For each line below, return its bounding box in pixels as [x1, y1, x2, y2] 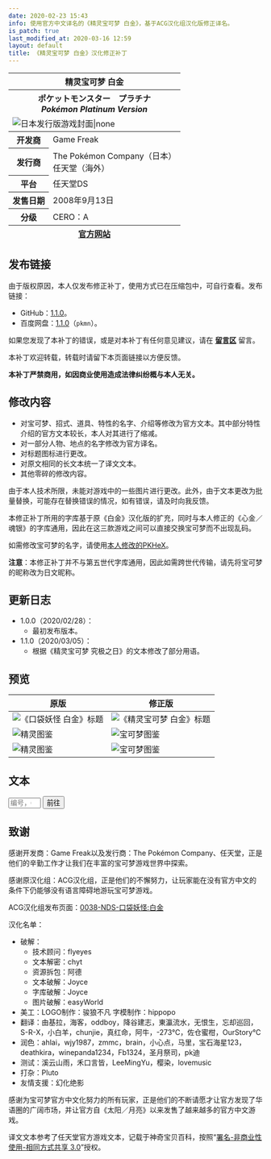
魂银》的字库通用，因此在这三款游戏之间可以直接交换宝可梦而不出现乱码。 [8, 523, 256, 533]
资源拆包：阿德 [31, 966, 82, 976]
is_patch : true [8, 27, 60, 35]
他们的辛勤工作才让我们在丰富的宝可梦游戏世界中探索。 [8, 858, 192, 867]
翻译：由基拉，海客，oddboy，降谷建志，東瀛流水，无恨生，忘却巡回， [19, 1017, 258, 1027]
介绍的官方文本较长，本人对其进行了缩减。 [19, 428, 162, 438]
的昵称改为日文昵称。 [8, 567, 79, 577]
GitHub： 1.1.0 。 [19, 308, 72, 318]
